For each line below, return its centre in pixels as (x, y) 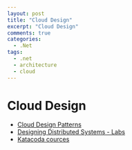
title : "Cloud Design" (40, 20)
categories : (24, 39)
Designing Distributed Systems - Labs (71, 132)
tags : (15, 53)
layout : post (26, 13)
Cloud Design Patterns (49, 124)
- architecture (35, 65)
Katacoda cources (43, 140)
